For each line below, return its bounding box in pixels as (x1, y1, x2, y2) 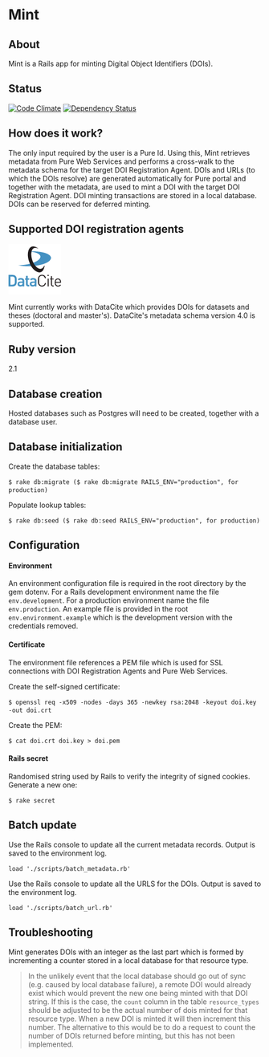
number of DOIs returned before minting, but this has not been (27, 1031, 235, 1040)
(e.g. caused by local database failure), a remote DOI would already (27, 979, 251, 989)
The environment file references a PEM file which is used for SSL (8, 657, 223, 667)
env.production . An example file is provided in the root (8, 604, 189, 614)
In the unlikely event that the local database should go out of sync (27, 971, 247, 981)
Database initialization (8, 440, 123, 454)
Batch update (8, 819, 77, 832)
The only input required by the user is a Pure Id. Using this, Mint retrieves (8, 148, 251, 157)
